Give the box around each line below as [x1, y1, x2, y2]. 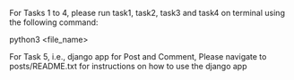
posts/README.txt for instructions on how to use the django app [9, 61, 247, 71]
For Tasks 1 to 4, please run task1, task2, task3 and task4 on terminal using [9, 8, 285, 18]
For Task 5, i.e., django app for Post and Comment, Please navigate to [9, 52, 267, 61]
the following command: [9, 17, 99, 28]
